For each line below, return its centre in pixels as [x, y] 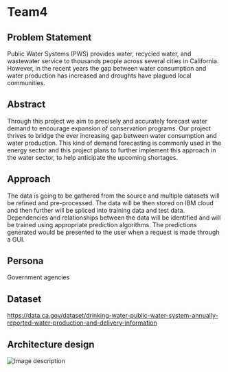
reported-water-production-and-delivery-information [82, 323]
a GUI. [16, 239]
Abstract [26, 105]
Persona [25, 261]
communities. [26, 83]
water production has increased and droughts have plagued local [99, 75]
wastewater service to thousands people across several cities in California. [113, 61]
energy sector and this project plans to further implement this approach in [112, 150]
